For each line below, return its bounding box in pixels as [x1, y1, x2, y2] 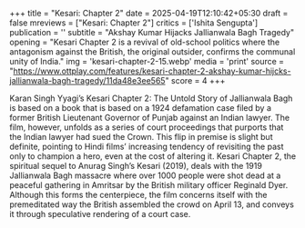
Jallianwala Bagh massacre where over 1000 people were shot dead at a [9, 170, 281, 181]
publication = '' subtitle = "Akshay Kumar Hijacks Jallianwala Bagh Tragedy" [9, 27, 294, 37]
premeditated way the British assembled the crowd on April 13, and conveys [9, 199, 294, 210]
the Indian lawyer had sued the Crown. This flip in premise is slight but [9, 132, 273, 142]
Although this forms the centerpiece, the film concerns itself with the [9, 190, 268, 200]
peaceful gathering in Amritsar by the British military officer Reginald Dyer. [9, 180, 289, 190]
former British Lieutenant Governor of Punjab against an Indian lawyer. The [9, 113, 290, 123]
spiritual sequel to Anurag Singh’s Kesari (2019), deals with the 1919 [9, 161, 262, 171]
